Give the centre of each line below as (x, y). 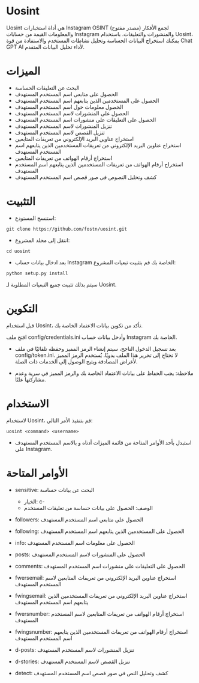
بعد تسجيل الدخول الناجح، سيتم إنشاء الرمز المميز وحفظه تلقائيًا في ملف (95, 348)
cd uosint (19, 251)
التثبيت (21, 202)
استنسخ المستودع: (35, 218)
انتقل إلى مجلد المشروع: (42, 240)
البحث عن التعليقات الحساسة (47, 88)
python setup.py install (37, 273)
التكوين (22, 309)
